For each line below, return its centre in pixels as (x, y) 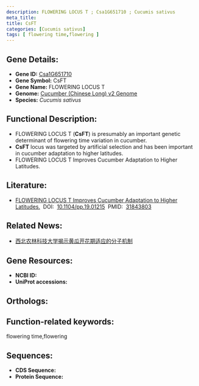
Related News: (34, 225)
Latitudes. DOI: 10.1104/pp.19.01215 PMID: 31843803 (83, 206)
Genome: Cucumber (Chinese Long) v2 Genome (76, 93)
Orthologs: (27, 301)
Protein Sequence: (39, 377)
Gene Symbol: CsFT (41, 80)
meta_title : (21, 18)
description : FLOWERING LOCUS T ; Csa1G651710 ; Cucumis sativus (91, 12)
